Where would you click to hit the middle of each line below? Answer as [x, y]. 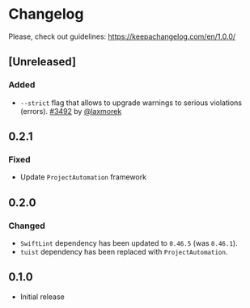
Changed [27, 226]
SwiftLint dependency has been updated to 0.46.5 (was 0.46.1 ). [129, 243]
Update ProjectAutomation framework [83, 177]
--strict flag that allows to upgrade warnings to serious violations [131, 103]
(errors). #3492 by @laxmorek [71, 111]
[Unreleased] [42, 62]
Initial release [42, 297]
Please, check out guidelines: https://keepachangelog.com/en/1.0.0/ [122, 36]
